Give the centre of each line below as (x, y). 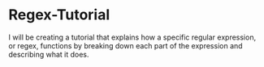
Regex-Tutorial (59, 15)
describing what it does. (49, 54)
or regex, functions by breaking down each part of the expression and (126, 45)
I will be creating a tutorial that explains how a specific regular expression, (132, 37)
